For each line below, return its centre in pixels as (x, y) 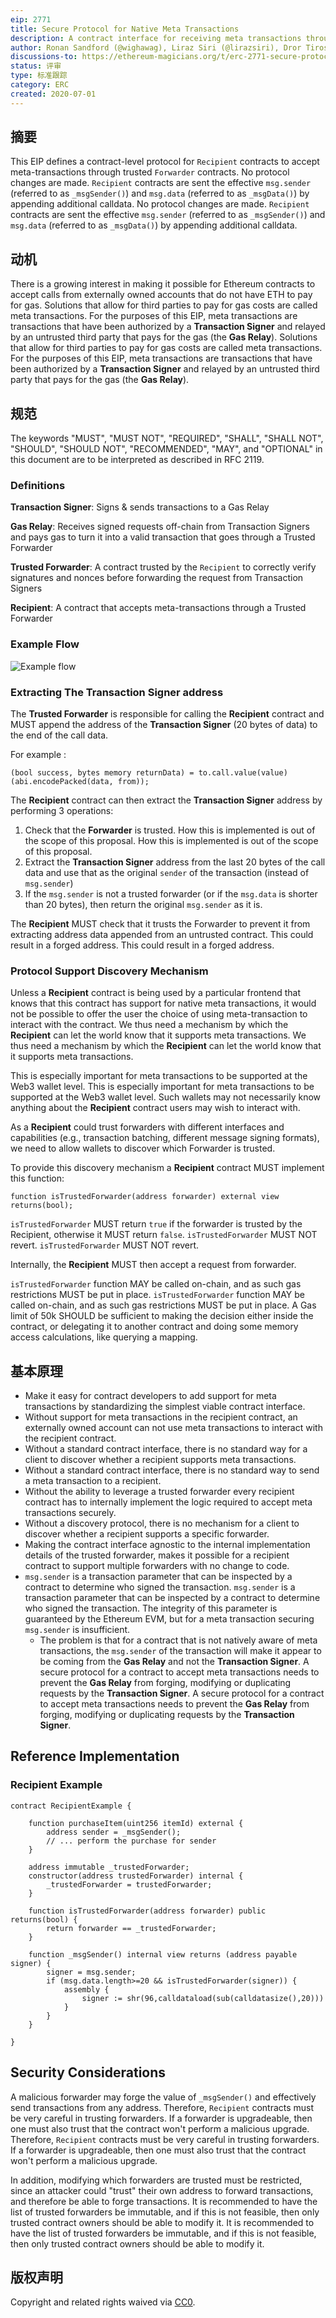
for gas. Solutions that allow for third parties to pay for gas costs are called (164, 305)
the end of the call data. (59, 735)
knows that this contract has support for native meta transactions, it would (163, 1003)
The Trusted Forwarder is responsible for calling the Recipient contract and (167, 713)
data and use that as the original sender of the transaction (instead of (167, 872)
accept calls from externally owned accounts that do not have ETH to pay (161, 295)
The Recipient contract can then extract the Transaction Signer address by (166, 800)
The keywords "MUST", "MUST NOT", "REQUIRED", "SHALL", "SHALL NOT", (167, 438)
